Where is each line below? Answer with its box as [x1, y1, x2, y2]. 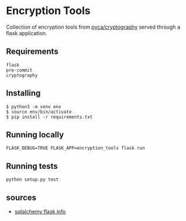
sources [6, 192, 37, 202]
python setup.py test [6, 177, 59, 182]
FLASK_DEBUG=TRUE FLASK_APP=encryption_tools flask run [6, 145, 145, 151]
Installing [6, 88, 41, 98]
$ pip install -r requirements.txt [6, 114, 93, 120]
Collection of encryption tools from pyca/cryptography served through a [6, 23, 180, 30]
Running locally [6, 130, 64, 140]
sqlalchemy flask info [14, 208, 66, 215]
